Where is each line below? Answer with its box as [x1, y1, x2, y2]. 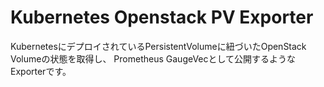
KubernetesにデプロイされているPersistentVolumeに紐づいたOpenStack [10, 40, 307, 52]
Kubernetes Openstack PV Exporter [10, 6, 314, 29]
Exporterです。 [10, 65, 72, 77]
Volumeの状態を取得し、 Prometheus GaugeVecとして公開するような [10, 52, 297, 65]
